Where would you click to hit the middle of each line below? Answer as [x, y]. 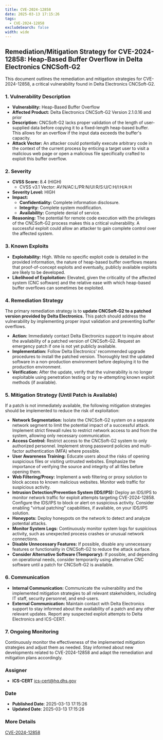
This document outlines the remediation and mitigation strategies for [74, 79]
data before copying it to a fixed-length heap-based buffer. [90, 128]
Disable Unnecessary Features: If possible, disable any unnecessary [82, 544]
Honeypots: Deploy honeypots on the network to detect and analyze [81, 518]
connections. [25, 539]
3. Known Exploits [27, 246]
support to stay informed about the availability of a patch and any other [83, 609]
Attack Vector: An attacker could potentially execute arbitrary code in [82, 143]
